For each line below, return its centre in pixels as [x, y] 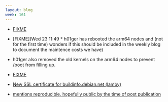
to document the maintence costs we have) [58, 49]
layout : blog [19, 10]
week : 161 [16, 15]
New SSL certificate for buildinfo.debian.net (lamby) [67, 84]
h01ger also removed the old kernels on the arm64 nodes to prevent [84, 59]
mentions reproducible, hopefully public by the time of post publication [87, 94]
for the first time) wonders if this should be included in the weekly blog [87, 44]
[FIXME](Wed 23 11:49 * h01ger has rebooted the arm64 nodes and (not [88, 39]
